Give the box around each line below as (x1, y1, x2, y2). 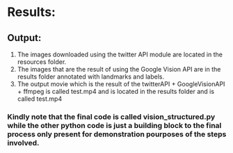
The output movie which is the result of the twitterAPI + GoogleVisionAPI (17, 80, 225, 88)
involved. (7, 138, 40, 147)
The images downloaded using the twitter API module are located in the (17, 50, 223, 58)
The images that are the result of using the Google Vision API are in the (17, 65, 221, 73)
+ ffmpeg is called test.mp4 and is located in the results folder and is (17, 88, 214, 95)
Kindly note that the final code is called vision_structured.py (7, 112, 216, 122)
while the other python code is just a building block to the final (7, 120, 222, 130)
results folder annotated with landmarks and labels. (17, 72, 165, 81)
